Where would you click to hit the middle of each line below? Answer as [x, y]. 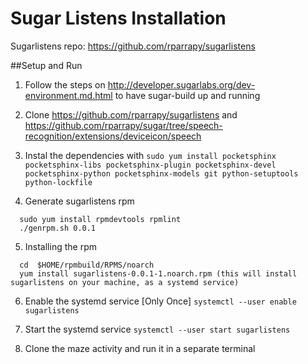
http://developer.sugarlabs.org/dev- [181, 84]
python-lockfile [58, 182]
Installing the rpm [60, 246]
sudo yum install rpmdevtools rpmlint [100, 219]
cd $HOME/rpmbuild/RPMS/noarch [87, 265]
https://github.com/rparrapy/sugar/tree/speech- [123, 125]
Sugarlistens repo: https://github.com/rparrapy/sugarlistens [133, 46]
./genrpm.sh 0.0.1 [58, 228]
